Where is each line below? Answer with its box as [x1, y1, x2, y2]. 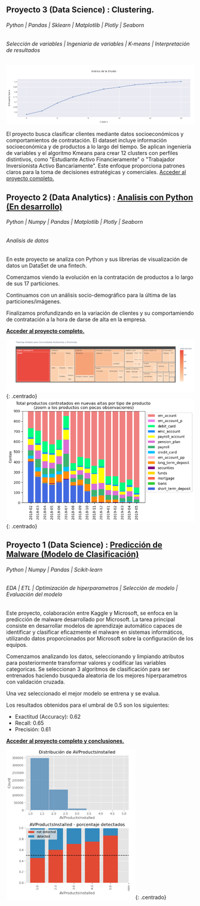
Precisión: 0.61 [14, 725, 51, 732]
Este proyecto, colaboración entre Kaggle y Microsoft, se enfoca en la [6, 609, 178, 616]
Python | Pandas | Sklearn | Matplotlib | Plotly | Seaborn [6, 21, 144, 29]
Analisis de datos [6, 236, 49, 244]
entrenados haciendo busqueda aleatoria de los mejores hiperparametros [6, 671, 187, 679]
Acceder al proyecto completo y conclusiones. [6, 737, 124, 744]
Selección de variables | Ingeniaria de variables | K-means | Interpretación [6, 40, 190, 47]
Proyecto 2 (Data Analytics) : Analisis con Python [6, 192, 193, 202]
